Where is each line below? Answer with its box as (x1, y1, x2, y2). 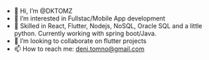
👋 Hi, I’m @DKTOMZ (13, 7, 72, 15)
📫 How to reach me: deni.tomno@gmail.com (13, 44, 145, 53)
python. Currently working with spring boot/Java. (13, 29, 157, 37)
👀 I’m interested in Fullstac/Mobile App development (13, 14, 165, 23)
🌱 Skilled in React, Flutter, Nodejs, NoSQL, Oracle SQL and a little (13, 22, 203, 30)
